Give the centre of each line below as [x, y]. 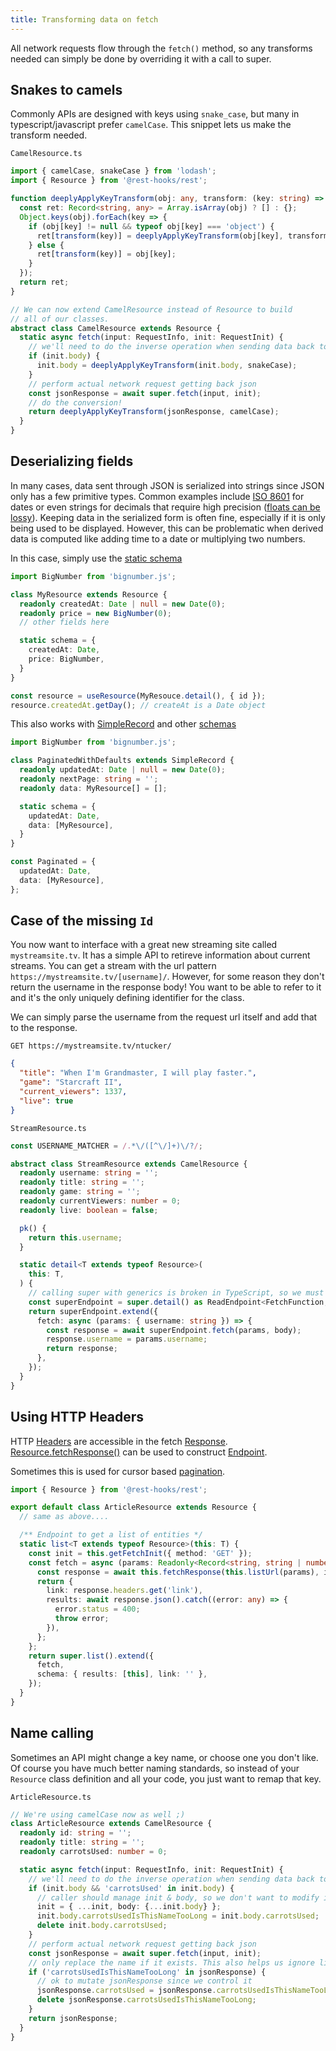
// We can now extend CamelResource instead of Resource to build [151, 309]
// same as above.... [64, 1517]
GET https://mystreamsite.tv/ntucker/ [91, 1046]
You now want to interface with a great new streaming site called [144, 945]
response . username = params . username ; [127, 1339]
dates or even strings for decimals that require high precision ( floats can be [165, 507]
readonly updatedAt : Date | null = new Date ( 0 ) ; [122, 770]
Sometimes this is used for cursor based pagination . [118, 1471]
